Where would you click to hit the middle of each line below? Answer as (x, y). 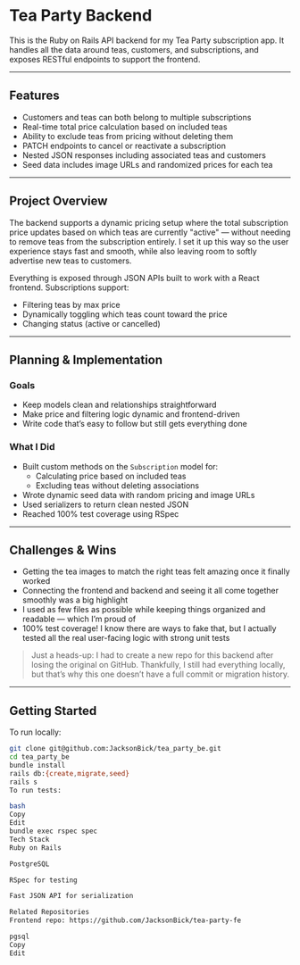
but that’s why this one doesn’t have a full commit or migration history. (160, 674)
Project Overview (58, 201)
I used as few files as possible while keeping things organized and (144, 610)
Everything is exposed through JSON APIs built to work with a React (135, 278)
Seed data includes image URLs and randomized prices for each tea (147, 164)
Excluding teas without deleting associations (117, 485)
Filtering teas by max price (71, 304)
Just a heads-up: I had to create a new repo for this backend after (152, 655)
